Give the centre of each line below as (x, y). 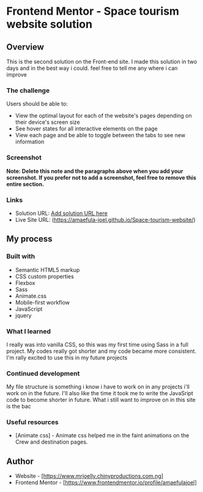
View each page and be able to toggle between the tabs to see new (100, 135)
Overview (25, 47)
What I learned (28, 331)
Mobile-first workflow (42, 302)
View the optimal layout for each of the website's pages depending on (104, 116)
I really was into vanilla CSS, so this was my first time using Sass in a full (97, 344)
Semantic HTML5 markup (47, 270)
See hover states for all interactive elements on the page (86, 129)
